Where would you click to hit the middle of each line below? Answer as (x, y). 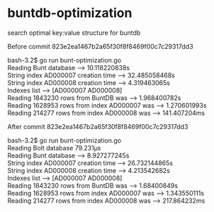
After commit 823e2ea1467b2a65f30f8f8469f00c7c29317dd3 (98, 126)
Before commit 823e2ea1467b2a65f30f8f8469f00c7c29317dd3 (100, 46)
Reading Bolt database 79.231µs (54, 147)
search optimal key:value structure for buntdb (74, 33)
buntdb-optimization (70, 13)
